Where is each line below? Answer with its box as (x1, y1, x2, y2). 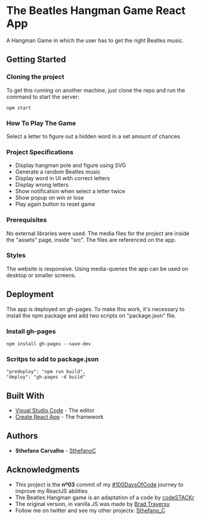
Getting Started (6, 54, 66, 65)
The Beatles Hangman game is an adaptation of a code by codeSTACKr (15, 494, 195, 501)
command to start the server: (6, 93, 80, 100)
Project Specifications (6, 147, 74, 156)
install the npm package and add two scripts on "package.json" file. (6, 312, 177, 319)
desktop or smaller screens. (6, 272, 76, 279)
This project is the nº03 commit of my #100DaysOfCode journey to (15, 480, 184, 488)
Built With (6, 390, 44, 401)
